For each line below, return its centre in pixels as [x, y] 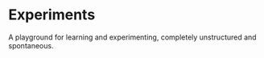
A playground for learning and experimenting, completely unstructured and [132, 37]
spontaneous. [31, 45]
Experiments [52, 15]
